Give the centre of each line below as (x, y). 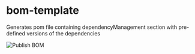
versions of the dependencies (64, 33)
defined (16, 33)
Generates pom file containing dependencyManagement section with (92, 27)
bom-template (43, 10)
